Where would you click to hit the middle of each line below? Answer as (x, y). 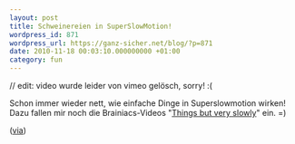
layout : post (34, 18)
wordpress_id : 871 (44, 34)
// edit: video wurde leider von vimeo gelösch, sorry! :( (111, 86)
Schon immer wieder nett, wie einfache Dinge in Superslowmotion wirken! (147, 103)
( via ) (18, 130)
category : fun (36, 60)
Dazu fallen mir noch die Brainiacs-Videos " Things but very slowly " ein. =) (148, 113)
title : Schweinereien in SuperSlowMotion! (91, 26)
